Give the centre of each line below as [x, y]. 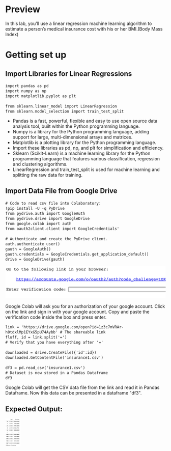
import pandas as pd [27, 86]
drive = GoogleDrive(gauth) [35, 259]
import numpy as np [26, 91]
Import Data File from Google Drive [61, 191]
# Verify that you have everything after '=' [54, 343]
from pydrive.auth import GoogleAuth [45, 213]
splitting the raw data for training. [48, 175]
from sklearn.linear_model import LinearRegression [61, 106]
